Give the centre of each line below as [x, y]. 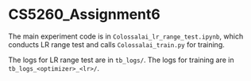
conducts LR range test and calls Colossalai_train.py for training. [116, 44]
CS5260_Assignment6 [84, 15]
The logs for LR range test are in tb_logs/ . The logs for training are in [121, 60]
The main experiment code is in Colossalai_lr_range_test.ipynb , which [126, 36]
